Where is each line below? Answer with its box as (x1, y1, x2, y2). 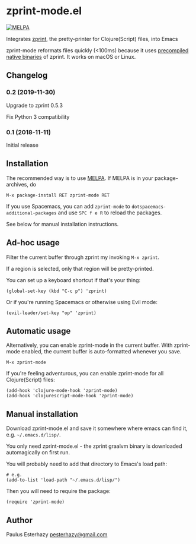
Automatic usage (6, 325, 71, 336)
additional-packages (6, 210, 57, 216)
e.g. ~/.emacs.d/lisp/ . (6, 431, 61, 438)
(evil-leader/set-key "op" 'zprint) (6, 310, 97, 316)
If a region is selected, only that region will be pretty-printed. (6, 265, 154, 272)
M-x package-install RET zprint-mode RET (6, 192, 110, 198)
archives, (6, 181, 28, 188)
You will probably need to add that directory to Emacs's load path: (6, 460, 168, 467)
